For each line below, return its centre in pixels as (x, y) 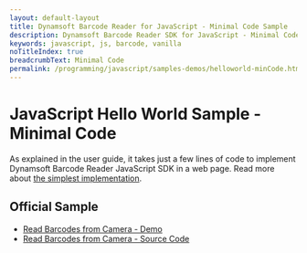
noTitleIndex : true (47, 52)
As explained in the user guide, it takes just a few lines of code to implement (153, 158)
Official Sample (54, 207)
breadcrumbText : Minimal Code (67, 60)
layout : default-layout (55, 18)
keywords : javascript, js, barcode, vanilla (95, 43)
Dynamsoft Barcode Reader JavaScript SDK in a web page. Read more (142, 168)
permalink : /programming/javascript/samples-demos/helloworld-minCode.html (157, 69)
